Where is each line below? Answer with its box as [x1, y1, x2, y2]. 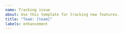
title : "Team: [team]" [5, 16, 52, 21]
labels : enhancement [5, 21, 48, 26]
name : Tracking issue [5, 7, 50, 12]
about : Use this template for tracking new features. [5, 12, 120, 17]
